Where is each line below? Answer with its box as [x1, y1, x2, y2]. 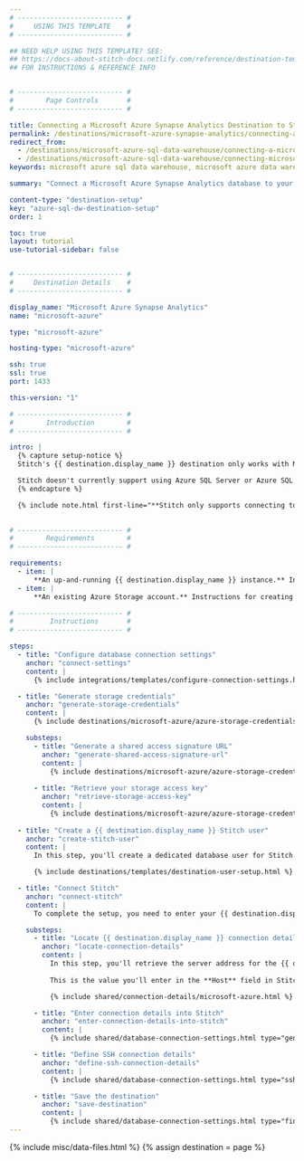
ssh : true [9, 360, 47, 369]
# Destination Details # [9, 278, 131, 287]
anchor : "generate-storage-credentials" [25, 700, 180, 709]
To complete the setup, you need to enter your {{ [33, 909, 229, 918]
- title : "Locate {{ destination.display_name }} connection [33, 934, 270, 943]
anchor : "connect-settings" [25, 658, 131, 668]
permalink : [9, 128, 51, 138]
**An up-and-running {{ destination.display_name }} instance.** [33, 576, 285, 585]
